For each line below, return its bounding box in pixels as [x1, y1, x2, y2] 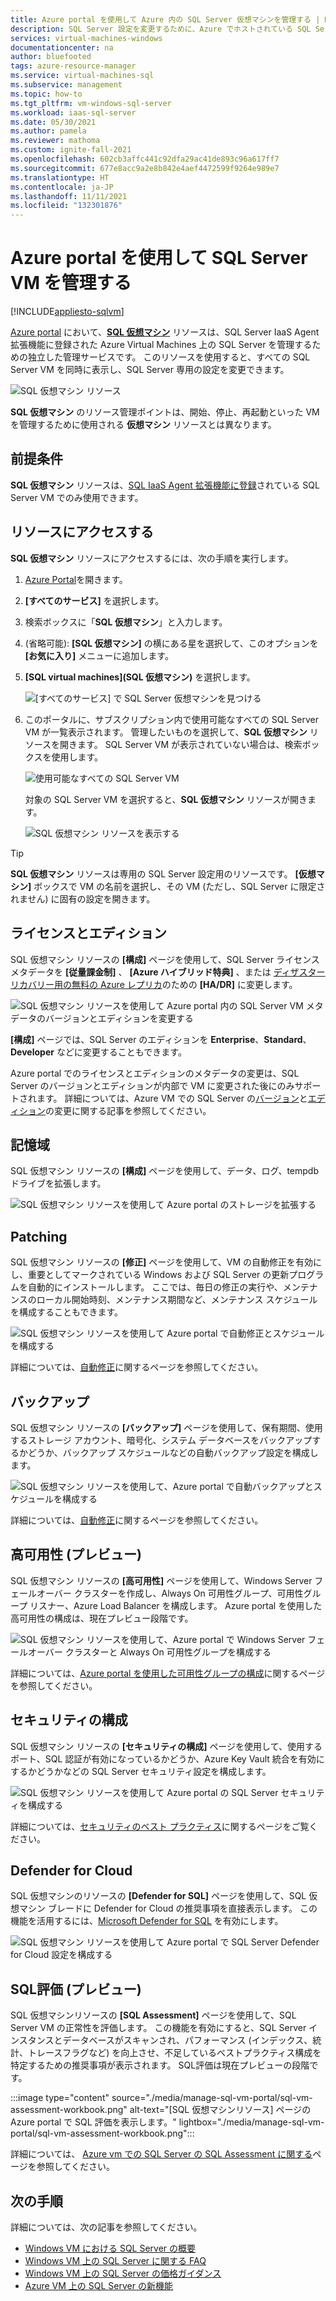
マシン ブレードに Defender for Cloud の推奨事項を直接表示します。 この [18, 1902, 318, 1915]
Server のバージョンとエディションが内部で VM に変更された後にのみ [10, 1079, 295, 1091]
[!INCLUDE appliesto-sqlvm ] [10, 306, 125, 318]
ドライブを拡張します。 [10, 1177, 107, 1190]
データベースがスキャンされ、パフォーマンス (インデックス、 [62, 2034, 313, 2046]
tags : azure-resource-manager [10, 61, 137, 71]
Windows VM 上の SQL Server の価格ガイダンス [24, 2267, 222, 2279]
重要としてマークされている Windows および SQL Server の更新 [27, 1269, 290, 1281]
